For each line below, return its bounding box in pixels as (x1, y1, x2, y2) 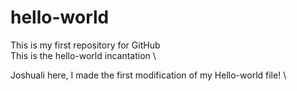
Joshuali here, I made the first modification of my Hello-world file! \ (10, 69, 287, 81)
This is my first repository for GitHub (10, 39, 161, 51)
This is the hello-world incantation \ (10, 49, 157, 61)
